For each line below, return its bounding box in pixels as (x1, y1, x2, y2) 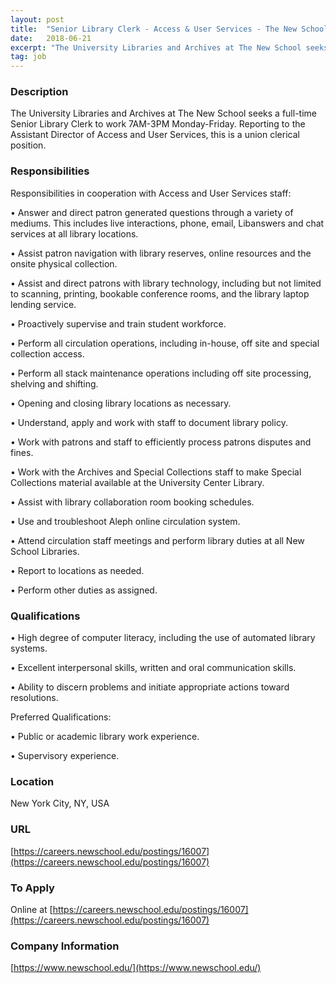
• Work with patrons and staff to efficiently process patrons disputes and (10, 436, 312, 448)
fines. (10, 446, 34, 458)
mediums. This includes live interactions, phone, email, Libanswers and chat (10, 217, 325, 229)
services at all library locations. (10, 227, 139, 240)
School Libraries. (10, 545, 80, 557)
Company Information (10, 939, 120, 953)
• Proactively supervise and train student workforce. (10, 317, 227, 330)
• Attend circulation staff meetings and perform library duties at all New (10, 534, 305, 546)
